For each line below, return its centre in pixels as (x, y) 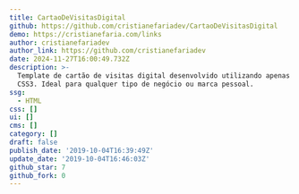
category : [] (34, 134)
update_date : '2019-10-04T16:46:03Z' (80, 159)
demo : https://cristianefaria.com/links (86, 34)
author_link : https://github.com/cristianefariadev (107, 51)
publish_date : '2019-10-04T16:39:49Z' (81, 150)
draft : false (34, 142)
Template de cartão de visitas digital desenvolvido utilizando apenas (154, 76)
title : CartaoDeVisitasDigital (68, 17)
